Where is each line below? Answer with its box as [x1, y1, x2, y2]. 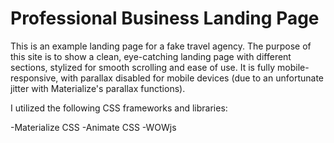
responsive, [10, 72, 59, 84]
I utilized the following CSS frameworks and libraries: [10, 102, 228, 114]
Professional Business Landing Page [10, 7, 320, 30]
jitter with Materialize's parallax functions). [10, 82, 186, 94]
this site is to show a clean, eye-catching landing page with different [10, 50, 292, 62]
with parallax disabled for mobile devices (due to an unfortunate [60, 72, 324, 84]
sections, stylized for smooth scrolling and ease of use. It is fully [10, 61, 276, 73]
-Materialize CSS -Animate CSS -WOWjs [10, 121, 177, 133]
